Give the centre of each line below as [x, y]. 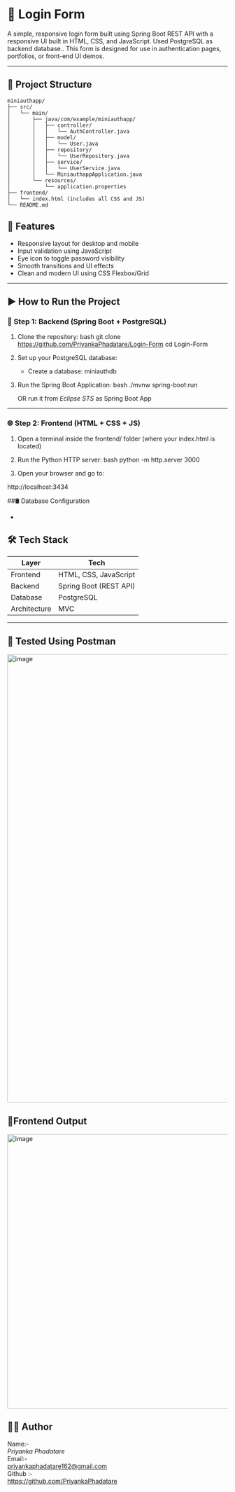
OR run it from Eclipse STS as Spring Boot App [84, 399]
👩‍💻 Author [30, 1427]
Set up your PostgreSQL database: [67, 358]
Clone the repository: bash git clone [69, 337]
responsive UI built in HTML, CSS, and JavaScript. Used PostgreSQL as [110, 41]
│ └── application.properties [67, 186]
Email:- [17, 1458]
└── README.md [28, 205]
